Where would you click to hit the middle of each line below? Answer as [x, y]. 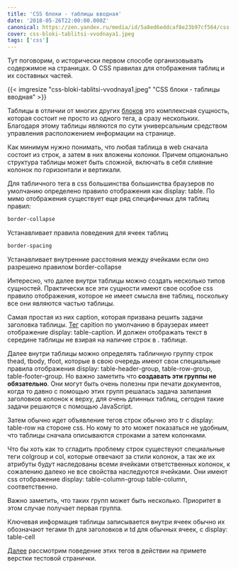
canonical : [23, 27]
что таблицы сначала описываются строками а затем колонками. [107, 435]
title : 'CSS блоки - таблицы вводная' [64, 14]
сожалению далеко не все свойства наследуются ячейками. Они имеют [118, 471]
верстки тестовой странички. [52, 558]
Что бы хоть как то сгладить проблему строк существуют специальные [116, 449]
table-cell [21, 536]
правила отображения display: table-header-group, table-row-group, [110, 368]
